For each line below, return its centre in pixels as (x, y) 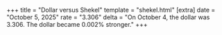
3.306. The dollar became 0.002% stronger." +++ (77, 24)
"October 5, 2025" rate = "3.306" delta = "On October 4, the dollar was (108, 17)
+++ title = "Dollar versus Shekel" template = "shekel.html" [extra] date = (111, 10)
